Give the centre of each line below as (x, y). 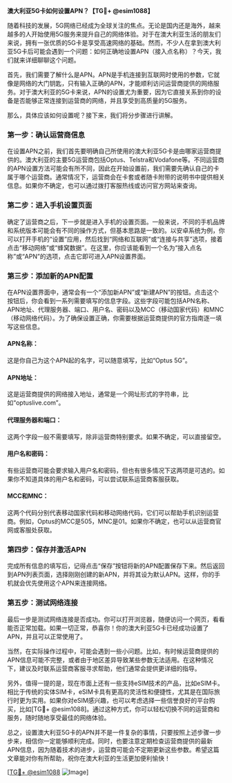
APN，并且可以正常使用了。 (47, 636)
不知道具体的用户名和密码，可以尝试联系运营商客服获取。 (101, 478)
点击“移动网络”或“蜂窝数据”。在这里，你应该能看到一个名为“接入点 (101, 247)
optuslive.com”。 (40, 403)
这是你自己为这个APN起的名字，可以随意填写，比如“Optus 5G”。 (99, 360)
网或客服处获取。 (31, 530)
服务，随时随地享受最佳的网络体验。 (59, 717)
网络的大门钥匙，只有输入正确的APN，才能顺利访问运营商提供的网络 (116, 83)
